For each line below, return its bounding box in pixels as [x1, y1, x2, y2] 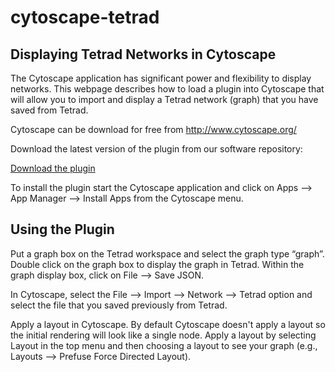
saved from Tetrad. [10, 104, 89, 116]
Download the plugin [10, 162, 96, 174]
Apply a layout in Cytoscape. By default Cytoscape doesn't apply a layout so [10, 318, 326, 330]
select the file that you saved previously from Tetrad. [10, 299, 228, 311]
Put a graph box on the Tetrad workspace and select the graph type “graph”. [10, 247, 325, 260]
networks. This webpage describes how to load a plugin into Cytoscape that [10, 83, 325, 95]
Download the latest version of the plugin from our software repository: [10, 143, 303, 155]
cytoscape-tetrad [10, 6, 160, 29]
